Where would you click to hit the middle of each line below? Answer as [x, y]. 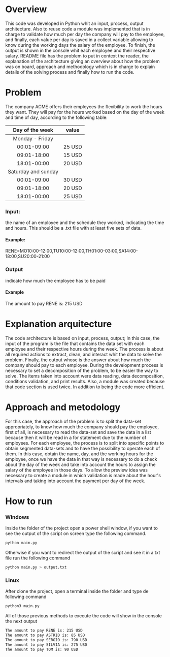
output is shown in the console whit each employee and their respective [80, 50]
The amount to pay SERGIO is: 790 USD [46, 640]
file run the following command [38, 558]
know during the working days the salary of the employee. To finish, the [80, 45]
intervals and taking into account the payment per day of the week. [75, 481]
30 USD [73, 180]
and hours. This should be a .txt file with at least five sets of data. [74, 228]
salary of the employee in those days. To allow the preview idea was [77, 470]
